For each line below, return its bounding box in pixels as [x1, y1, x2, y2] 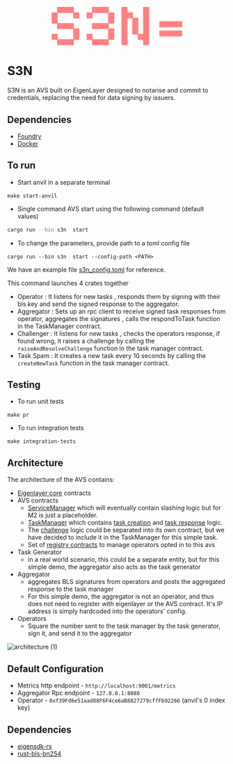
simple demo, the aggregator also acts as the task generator [27, 563, 201, 571]
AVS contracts [17, 496, 59, 505]
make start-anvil [7, 192, 58, 200]
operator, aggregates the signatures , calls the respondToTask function [17, 314, 220, 323]
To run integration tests [17, 424, 85, 432]
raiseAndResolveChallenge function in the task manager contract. [17, 344, 204, 352]
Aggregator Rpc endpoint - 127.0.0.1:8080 [17, 689, 140, 697]
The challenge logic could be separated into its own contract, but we [27, 526, 225, 535]
